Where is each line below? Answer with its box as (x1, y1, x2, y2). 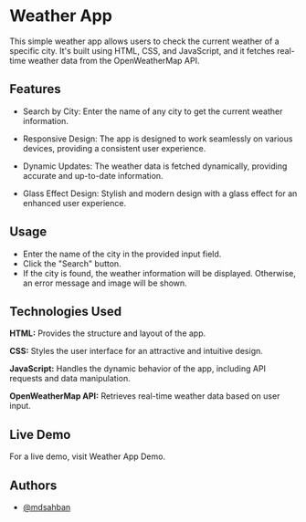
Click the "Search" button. (22, 257, 121, 269)
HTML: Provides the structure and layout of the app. (9, 328, 206, 339)
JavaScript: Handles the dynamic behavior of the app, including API (9, 363, 267, 374)
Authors (9, 477, 58, 493)
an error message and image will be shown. (22, 277, 187, 288)
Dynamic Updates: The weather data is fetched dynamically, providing (22, 161, 288, 172)
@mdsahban (22, 502, 71, 512)
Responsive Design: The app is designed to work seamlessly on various (22, 133, 293, 144)
